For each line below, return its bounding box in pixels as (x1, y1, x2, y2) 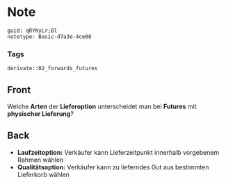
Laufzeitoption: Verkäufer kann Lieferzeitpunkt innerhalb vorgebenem (17, 148, 220, 156)
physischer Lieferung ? (7, 110, 74, 118)
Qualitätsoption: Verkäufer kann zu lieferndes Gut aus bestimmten (17, 162, 209, 171)
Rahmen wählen (17, 156, 64, 164)
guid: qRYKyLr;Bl (7, 27, 58, 34)
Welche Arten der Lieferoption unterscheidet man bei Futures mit (7, 102, 197, 111)
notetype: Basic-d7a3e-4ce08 (7, 33, 92, 40)
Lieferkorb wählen (17, 170, 70, 178)
